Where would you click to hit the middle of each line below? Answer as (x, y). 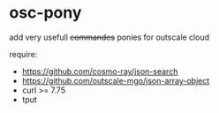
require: (23, 54)
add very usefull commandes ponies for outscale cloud (109, 37)
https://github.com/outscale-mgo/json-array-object (116, 80)
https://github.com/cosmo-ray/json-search (100, 71)
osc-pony (45, 13)
